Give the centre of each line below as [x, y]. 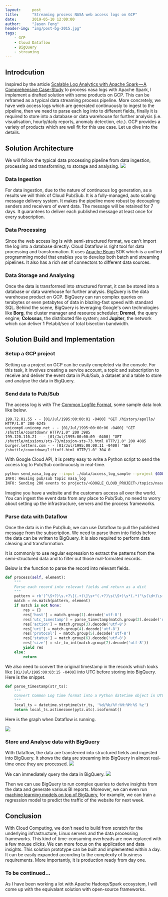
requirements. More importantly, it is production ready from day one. [76, 860]
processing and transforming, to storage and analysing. [62, 166]
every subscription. [25, 217]
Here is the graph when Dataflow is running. [50, 719]
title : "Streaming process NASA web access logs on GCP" [71, 15]
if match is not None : [38, 606]
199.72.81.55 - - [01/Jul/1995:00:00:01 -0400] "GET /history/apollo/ [80, 419]
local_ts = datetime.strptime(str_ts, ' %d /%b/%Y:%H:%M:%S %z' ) [81, 705]
